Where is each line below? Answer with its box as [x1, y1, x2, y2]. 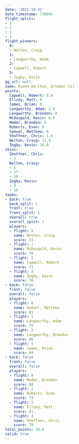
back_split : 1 [9, 201, 38, 206]
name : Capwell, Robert [14, 260, 60, 265]
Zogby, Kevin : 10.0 [9, 143, 49, 148]
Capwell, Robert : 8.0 [9, 93, 53, 98]
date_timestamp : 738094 [5, 12, 53, 17]
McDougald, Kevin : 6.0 [9, 115, 55, 120]
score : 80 [14, 382, 34, 387]
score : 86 [14, 337, 34, 342]
